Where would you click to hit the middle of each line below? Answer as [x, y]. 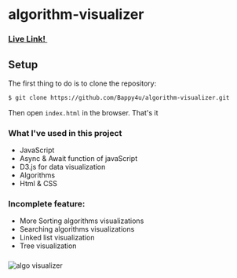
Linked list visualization [57, 238]
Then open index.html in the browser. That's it [83, 112]
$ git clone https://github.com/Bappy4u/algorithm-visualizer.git [119, 97]
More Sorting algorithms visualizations [82, 221]
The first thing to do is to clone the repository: [82, 83]
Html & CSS [38, 184]
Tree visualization [48, 246]
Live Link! [27, 39]
